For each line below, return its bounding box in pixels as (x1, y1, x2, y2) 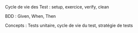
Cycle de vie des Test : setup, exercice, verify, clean (5, 4, 109, 10)
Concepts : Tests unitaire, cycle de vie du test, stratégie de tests (5, 22, 133, 28)
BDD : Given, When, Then (5, 13, 56, 19)
